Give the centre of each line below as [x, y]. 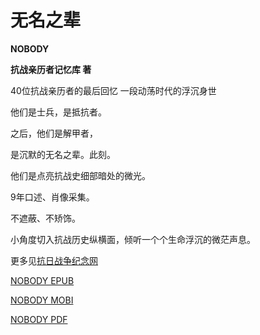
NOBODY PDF [39, 319]
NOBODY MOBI [42, 300]
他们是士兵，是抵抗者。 [58, 112]
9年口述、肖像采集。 [52, 197]
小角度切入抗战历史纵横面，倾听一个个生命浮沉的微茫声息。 [133, 239]
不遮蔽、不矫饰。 [45, 218]
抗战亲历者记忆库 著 [51, 69]
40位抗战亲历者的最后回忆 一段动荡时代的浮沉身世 [113, 90]
